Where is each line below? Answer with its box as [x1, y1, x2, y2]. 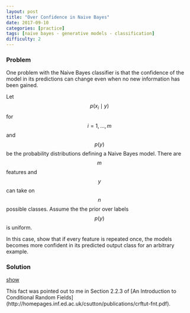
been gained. [6, 82, 38, 89]
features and [6, 169, 37, 176]
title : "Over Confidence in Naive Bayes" [6, 14, 110, 20]
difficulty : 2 [6, 36, 41, 42]
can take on [6, 187, 35, 194]
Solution [6, 263, 31, 271]
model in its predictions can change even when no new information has [6, 75, 181, 83]
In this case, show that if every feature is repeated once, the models [6, 235, 172, 243]
